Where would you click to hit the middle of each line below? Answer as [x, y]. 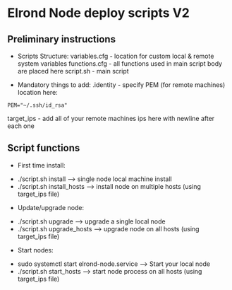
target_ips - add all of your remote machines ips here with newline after [111, 118]
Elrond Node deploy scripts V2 [99, 13]
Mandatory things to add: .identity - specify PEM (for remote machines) [121, 85]
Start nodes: [36, 250]
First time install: [41, 165]
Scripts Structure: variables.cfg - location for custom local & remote [116, 56]
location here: [37, 92]
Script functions [44, 148]
